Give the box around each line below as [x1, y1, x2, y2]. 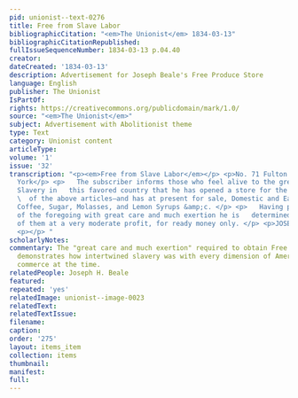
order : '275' [9, 334, 58, 343]
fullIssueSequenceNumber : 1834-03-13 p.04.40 [9, 46, 180, 55]
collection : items [9, 351, 77, 360]
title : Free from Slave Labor [9, 21, 122, 30]
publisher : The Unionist [9, 87, 101, 96]
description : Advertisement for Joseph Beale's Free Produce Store [9, 71, 264, 80]
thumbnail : [9, 359, 50, 368]
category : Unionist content [9, 137, 114, 145]
